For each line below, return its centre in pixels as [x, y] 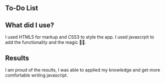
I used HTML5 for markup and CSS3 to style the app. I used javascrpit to [80, 37]
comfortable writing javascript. [37, 75]
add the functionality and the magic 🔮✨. [46, 42]
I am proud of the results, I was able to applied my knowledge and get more [83, 70]
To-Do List [22, 8]
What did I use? [30, 25]
